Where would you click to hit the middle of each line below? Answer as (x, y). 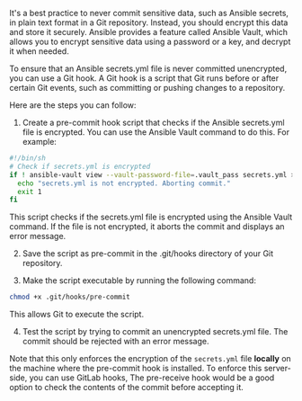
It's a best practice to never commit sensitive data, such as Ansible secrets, (149, 13)
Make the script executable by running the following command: (139, 281)
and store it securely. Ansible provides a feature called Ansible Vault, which (149, 32)
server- (278, 369)
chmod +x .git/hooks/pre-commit (70, 297)
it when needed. (39, 51)
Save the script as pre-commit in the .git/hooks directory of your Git (148, 254)
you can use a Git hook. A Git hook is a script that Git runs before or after (144, 78)
